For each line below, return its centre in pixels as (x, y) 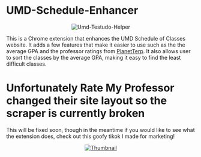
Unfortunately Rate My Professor (90, 88)
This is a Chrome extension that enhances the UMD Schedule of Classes (96, 38)
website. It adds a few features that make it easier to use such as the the (96, 45)
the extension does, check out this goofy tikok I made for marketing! (91, 136)
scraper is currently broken (76, 113)
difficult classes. (26, 64)
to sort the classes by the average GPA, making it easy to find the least (94, 57)
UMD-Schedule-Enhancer (72, 10)
